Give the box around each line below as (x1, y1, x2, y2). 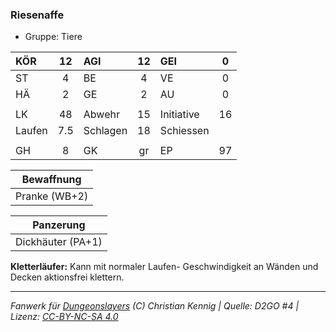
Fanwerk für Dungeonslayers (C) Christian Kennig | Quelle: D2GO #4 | (10, 300, 300, 312)
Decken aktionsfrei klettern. (10, 271, 125, 283)
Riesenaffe (10, 8, 65, 22)
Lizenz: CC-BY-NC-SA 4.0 (10, 311, 119, 323)
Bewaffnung (21, 173, 82, 187)
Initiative (159, 108, 200, 122)
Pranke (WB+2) (15, 189, 89, 203)
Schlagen (83, 124, 128, 138)
